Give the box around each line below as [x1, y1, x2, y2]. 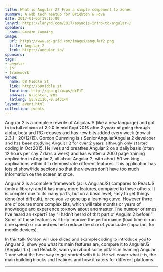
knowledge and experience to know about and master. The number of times [5, 206, 157, 212]
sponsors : [5, 52, 25, 57]
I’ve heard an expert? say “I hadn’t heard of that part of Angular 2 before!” [5, 211, 153, 217]
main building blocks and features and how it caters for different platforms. [5, 256, 155, 262]
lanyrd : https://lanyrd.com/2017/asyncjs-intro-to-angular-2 [5, 20, 131, 26]
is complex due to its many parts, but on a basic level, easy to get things [5, 191, 149, 196]
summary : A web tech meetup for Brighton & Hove [5, 12, 105, 16]
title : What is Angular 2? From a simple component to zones [5, 7, 131, 12]
